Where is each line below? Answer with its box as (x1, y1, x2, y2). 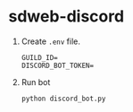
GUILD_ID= (21, 53, 59, 62)
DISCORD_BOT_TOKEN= (21, 61, 95, 70)
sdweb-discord (8, 6, 125, 27)
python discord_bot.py (21, 94, 106, 103)
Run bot (21, 76, 51, 87)
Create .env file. (21, 36, 81, 47)
